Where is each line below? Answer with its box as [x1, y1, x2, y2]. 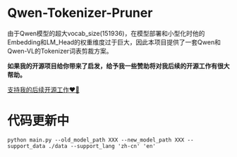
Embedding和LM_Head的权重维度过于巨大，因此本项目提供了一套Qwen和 [7, 37, 221, 46]
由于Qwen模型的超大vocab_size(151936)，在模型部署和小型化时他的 [7, 29, 205, 37]
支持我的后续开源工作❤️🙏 [7, 85, 80, 94]
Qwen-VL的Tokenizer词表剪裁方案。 [7, 46, 113, 55]
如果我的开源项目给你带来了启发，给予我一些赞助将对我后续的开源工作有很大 [7, 61, 230, 70]
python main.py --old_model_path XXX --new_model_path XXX [7, 136, 185, 144]
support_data [7, 142, 46, 149]
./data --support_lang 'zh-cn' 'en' [48, 142, 157, 149]
